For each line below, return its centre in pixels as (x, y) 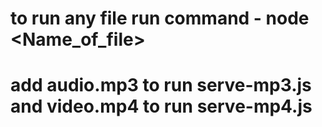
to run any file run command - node (160, 18)
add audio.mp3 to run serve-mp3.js (161, 85)
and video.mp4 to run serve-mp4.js (161, 106)
